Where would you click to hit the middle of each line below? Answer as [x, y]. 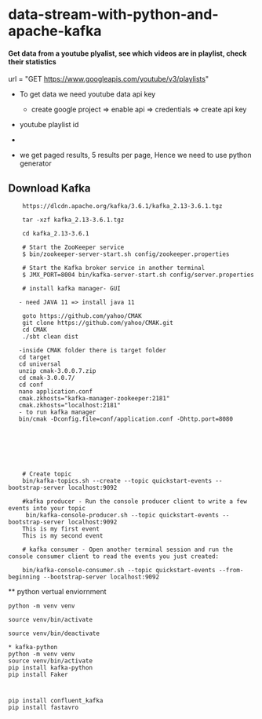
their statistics [32, 61]
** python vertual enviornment [58, 592]
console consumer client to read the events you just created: [114, 557]
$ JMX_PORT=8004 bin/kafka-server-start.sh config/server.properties [138, 275]
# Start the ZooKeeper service [73, 248]
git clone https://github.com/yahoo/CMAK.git [98, 323]
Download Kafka [49, 188]
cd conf [31, 385]
